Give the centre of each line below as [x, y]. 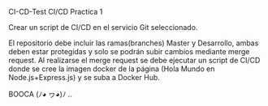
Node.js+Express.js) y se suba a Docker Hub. [84, 77]
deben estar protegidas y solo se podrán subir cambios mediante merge [129, 51]
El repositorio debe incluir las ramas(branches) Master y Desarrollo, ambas [134, 43]
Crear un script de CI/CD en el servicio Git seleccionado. [103, 27]
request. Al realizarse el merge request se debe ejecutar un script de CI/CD [134, 60]
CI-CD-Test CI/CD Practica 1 [56, 12]
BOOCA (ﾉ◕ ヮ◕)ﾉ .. [41, 94]
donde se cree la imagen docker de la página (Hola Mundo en [112, 69]
